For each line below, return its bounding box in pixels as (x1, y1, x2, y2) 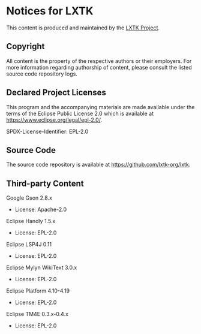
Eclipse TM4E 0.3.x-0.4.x (6, 311, 69, 318)
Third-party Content (6, 178, 84, 188)
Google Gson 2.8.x (6, 194, 53, 201)
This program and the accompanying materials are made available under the (6, 103, 195, 110)
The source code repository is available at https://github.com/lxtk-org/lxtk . (6, 161, 191, 168)
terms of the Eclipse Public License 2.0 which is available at (6, 110, 154, 117)
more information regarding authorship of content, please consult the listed (6, 64, 192, 71)
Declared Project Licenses (6, 88, 106, 98)
